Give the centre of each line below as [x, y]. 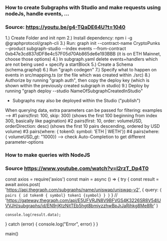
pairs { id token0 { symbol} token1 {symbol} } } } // [62, 195]
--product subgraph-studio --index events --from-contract [66, 48]
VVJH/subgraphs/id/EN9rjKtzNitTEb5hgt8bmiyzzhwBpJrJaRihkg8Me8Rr [80, 206]
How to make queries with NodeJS [48, 155]
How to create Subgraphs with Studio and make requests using [83, 7]
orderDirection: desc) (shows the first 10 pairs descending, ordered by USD [83, 126]
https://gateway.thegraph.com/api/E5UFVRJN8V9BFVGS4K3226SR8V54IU [84, 201]
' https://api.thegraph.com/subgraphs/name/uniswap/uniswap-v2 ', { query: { [83, 190]
